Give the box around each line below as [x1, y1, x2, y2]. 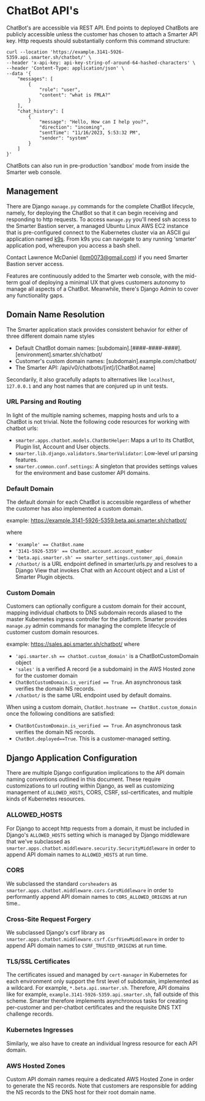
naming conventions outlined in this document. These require [6, 775, 161, 783]
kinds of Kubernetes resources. [6, 795, 86, 802]
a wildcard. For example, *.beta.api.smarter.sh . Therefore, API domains [6, 984, 190, 992]
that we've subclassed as [6, 837, 70, 845]
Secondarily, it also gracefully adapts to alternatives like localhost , [6, 375, 175, 383]
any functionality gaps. [6, 291, 64, 299]
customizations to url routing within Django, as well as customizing [6, 782, 174, 790]
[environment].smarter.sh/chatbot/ [15, 351, 103, 358]
